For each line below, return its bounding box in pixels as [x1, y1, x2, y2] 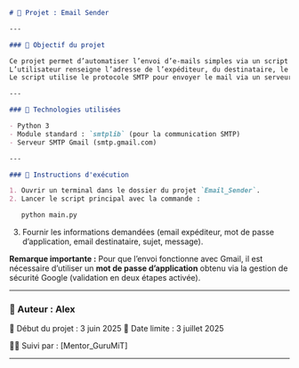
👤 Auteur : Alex [9, 303, 76, 315]
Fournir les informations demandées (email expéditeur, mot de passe [21, 227, 274, 237]
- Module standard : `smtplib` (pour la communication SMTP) [9, 129, 241, 138]
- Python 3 [9, 121, 50, 130]
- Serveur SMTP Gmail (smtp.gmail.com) [9, 138, 158, 147]
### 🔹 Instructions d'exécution [9, 170, 129, 179]
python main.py [20, 210, 77, 220]
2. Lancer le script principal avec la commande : [9, 194, 201, 204]
